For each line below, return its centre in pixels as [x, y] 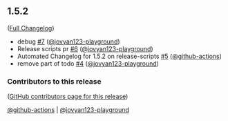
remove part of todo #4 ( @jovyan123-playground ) [88, 63]
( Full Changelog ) [31, 28]
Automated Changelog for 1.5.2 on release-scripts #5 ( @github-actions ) [120, 56]
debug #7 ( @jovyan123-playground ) [68, 41]
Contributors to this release [54, 81]
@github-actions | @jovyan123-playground [68, 110]
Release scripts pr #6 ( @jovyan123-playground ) [85, 48]
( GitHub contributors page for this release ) [68, 97]
